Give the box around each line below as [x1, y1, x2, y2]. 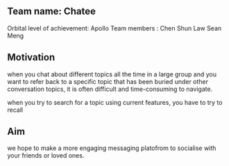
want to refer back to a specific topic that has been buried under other [7, 77, 209, 85]
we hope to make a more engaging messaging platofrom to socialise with [7, 144, 217, 152]
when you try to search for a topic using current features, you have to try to [7, 98, 223, 106]
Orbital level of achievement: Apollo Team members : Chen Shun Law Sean [7, 24, 222, 32]
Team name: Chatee [7, 6, 96, 17]
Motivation [7, 51, 56, 63]
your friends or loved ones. [7, 151, 85, 160]
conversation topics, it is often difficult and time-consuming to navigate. [7, 85, 213, 93]
